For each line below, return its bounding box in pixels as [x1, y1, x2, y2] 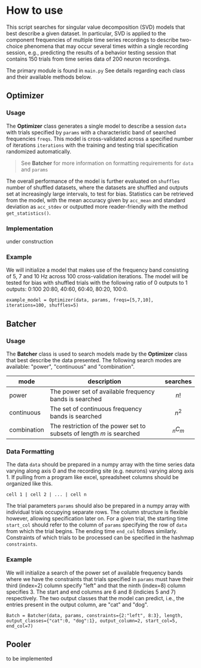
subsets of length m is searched [50, 429, 140, 438]
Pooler [6, 639, 31, 649]
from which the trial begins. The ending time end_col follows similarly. [6, 528, 178, 535]
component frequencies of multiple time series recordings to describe [6, 36, 179, 43]
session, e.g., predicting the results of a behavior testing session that [6, 49, 176, 56]
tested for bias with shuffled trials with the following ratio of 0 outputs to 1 [6, 279, 188, 287]
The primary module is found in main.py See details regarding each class [6, 67, 185, 74]
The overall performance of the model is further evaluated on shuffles [6, 177, 180, 185]
